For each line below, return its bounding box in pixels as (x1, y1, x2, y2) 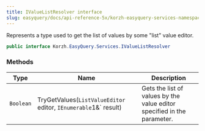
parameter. (141, 114, 173, 123)
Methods (6, 58, 34, 66)
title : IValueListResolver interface (6, 9, 103, 15)
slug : (6, 15, 20, 21)
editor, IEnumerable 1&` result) (37, 103, 122, 111)
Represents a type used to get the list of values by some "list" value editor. (6, 31, 194, 39)
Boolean (9, 100, 32, 107)
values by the (141, 91, 180, 100)
